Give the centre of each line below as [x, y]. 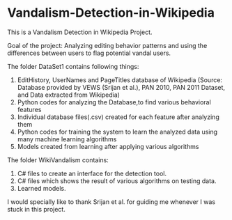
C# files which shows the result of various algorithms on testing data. [117, 181]
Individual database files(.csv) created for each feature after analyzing [118, 117]
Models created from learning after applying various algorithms [108, 146]
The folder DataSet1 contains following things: [73, 66]
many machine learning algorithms [67, 139]
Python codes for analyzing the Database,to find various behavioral [114, 102]
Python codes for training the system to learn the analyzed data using [117, 132]
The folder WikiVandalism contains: [58, 160]
